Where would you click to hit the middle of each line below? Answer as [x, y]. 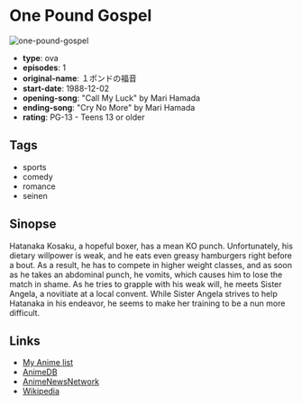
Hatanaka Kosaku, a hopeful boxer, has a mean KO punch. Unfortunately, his [151, 246]
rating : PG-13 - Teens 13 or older [83, 117]
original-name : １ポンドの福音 [79, 78]
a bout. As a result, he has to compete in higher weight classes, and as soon [151, 265]
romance [39, 186]
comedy [38, 176]
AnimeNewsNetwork [61, 382]
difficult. [25, 312]
